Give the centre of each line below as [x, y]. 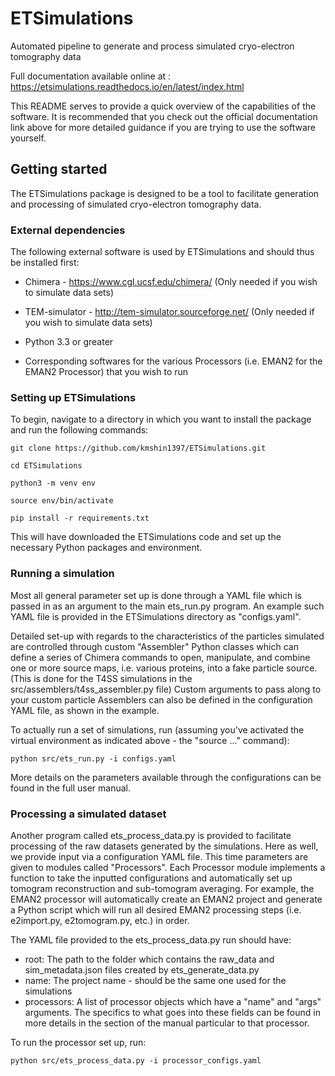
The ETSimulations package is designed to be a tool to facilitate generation [165, 193]
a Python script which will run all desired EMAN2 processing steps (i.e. [156, 909]
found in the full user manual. [70, 788]
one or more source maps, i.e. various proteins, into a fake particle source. [164, 668]
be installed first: [45, 263]
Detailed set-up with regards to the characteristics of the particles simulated [167, 636]
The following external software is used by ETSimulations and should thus [162, 252]
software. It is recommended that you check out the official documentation [164, 116]
